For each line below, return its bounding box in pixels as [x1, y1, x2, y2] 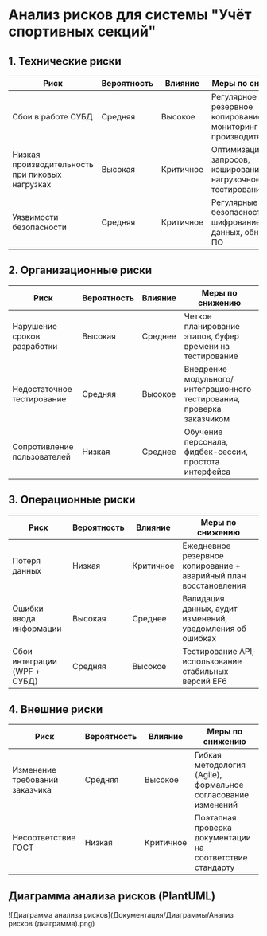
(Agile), [194, 770, 222, 781]
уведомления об [182, 623, 246, 634]
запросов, [211, 154, 250, 165]
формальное [194, 779, 244, 790]
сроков [12, 331, 41, 342]
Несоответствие [12, 832, 76, 844]
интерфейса [184, 466, 231, 477]
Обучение [184, 426, 223, 437]
